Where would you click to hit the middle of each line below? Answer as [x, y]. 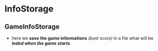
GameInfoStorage [32, 27]
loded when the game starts [41, 43]
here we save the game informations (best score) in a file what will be [82, 38]
